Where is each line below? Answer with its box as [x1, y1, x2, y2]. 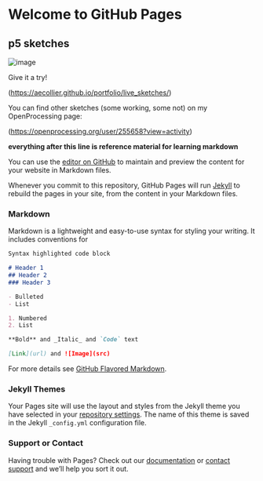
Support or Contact [8, 438, 84, 449]
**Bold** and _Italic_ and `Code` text [8, 336, 139, 344]
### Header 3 [8, 279, 51, 286]
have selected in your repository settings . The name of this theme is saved [8, 410, 250, 419]
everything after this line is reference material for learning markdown [8, 142, 239, 151]
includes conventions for [8, 235, 89, 244]
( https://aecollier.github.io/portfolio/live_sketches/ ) [8, 88, 172, 97]
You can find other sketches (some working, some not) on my [8, 104, 208, 112]
